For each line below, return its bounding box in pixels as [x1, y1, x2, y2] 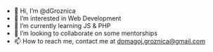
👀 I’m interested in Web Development [13, 14, 122, 22]
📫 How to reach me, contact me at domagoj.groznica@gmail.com [13, 37, 206, 45]
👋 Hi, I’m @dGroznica [13, 7, 76, 15]
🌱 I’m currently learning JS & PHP [13, 22, 111, 30]
